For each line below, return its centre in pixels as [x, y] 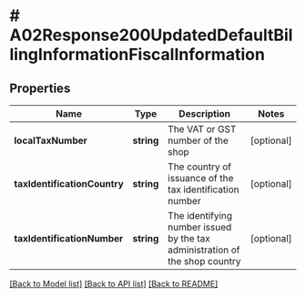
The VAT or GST [202, 129]
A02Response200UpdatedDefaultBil [151, 35]
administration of [204, 250]
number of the [199, 140]
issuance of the [201, 178]
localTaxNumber [51, 140]
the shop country [204, 261]
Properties [40, 88]
